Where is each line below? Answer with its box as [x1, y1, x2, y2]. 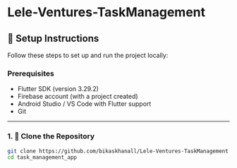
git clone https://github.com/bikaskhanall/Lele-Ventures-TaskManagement [7, 148, 229, 155]
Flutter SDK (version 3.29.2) [17, 85, 99, 93]
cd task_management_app [7, 154, 78, 161]
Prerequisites [7, 68, 54, 78]
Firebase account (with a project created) [17, 92, 139, 101]
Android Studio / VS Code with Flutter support [17, 100, 152, 108]
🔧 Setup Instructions [7, 32, 99, 44]
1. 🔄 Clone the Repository [7, 131, 95, 141]
